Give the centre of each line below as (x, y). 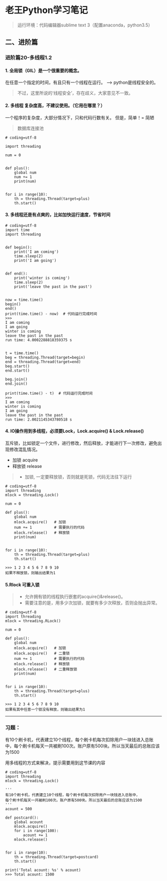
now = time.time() (24, 300)
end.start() (17, 370)
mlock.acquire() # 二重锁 (42, 654)
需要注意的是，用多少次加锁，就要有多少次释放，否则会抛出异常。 (92, 603)
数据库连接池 (30, 128)
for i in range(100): (36, 831)
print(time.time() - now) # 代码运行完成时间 (51, 314)
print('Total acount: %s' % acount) (43, 870)
